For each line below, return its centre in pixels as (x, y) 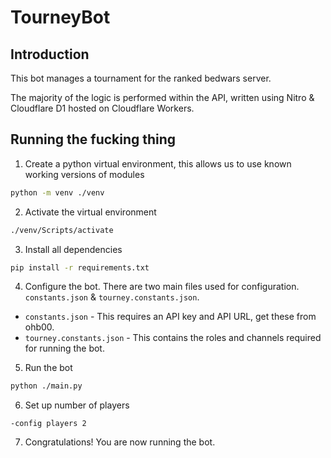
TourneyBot (60, 17)
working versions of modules (84, 174)
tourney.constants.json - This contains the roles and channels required (173, 338)
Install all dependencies (73, 249)
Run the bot (48, 368)
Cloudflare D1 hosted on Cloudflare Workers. (102, 108)
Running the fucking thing (93, 139)
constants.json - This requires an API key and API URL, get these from (170, 317)
